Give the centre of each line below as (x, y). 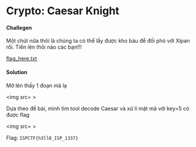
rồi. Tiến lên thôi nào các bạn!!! (44, 47)
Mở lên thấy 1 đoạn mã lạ (37, 85)
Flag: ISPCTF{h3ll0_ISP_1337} (42, 138)
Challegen (19, 27)
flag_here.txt (22, 59)
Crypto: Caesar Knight (63, 11)
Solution (17, 72)
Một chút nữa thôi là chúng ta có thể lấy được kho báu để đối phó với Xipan (98, 41)
